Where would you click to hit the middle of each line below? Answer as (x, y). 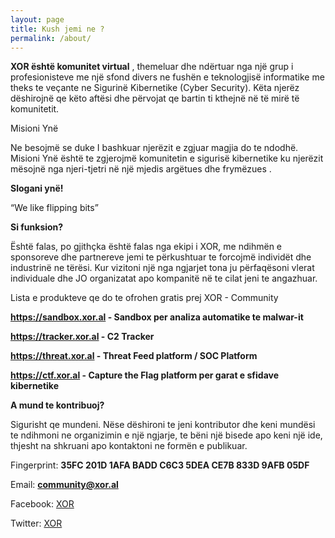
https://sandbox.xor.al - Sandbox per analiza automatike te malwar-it (157, 317)
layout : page (37, 19)
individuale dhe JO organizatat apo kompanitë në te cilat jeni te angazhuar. (164, 278)
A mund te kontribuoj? (57, 405)
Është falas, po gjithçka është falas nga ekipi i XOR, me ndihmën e (146, 247)
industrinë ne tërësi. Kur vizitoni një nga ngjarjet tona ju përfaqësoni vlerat (162, 268)
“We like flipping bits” (54, 208)
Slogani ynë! (37, 188)
